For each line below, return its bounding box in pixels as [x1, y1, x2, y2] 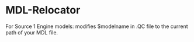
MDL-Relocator [5, 3, 81, 17]
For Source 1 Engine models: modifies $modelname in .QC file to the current [5, 23, 188, 30]
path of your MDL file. [5, 29, 58, 36]
